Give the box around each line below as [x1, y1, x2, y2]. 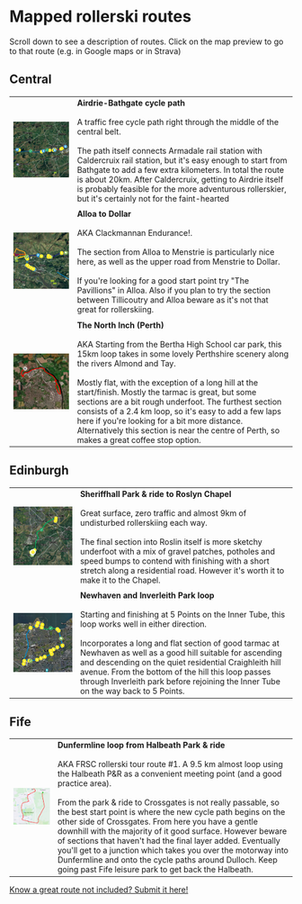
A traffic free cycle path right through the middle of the [76, 116, 280, 127]
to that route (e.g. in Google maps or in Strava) [9, 45, 182, 56]
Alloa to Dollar [76, 209, 132, 219]
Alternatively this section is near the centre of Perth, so [76, 425, 280, 436]
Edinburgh [9, 463, 69, 478]
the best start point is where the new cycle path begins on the [57, 807, 286, 818]
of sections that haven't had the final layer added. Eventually [57, 836, 280, 846]
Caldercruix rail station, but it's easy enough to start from [76, 155, 288, 166]
